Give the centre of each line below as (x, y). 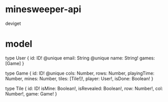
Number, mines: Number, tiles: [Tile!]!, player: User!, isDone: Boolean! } (79, 78)
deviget (13, 23)
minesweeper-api (43, 9)
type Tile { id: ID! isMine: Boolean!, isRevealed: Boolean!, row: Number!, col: (84, 88)
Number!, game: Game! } (31, 94)
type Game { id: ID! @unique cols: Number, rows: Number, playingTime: (80, 73)
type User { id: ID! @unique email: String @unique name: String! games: (80, 58)
